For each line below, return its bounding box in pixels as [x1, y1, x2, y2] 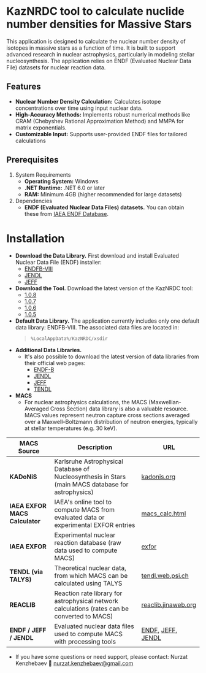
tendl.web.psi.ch [141, 571, 189, 580]
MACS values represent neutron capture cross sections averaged [24, 411, 190, 418]
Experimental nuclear [54, 531, 116, 539]
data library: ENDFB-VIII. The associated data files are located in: [15, 323, 180, 331]
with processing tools [54, 637, 116, 645]
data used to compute [54, 546, 118, 555]
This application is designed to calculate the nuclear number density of [6, 37, 186, 45]
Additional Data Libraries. [15, 346, 82, 353]
